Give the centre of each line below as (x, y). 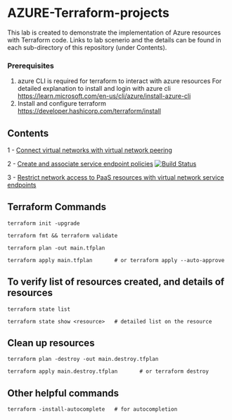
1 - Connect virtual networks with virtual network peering (90, 150)
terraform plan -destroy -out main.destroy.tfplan (83, 359)
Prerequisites (31, 66)
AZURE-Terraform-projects (89, 13)
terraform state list (39, 309)
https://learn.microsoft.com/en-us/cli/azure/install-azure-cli (104, 96)
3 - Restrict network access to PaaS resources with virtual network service (116, 178)
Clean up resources (51, 343)
